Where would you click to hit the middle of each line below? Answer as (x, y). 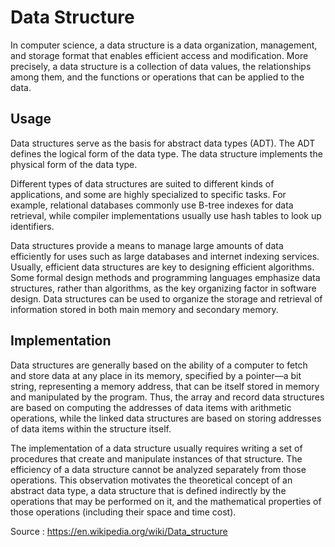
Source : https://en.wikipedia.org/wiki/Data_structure (119, 531)
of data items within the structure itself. (91, 428)
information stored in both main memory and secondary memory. (144, 309)
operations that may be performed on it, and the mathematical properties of (166, 501)
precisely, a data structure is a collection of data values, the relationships (161, 66)
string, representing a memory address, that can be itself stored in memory (165, 386)
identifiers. (32, 226)
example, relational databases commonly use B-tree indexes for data (152, 205)
